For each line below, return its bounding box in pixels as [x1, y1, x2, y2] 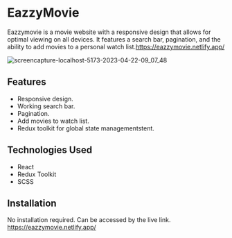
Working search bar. [17, 102, 75, 110]
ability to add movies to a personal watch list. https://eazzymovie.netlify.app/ [7, 42, 225, 51]
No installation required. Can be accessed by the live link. [7, 216, 171, 224]
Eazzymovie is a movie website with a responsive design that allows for [7, 28, 211, 36]
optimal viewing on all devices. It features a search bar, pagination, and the [7, 35, 221, 43]
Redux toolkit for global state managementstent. [17, 124, 154, 133]
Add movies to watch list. [17, 117, 90, 125]
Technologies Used [7, 144, 92, 156]
